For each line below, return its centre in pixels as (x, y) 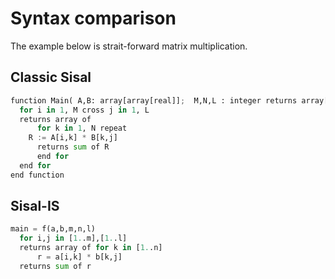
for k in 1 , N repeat (82, 128)
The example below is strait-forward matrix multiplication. (129, 46)
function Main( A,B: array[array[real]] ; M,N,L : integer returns (154, 100)
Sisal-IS (35, 206)
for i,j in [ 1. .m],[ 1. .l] (73, 238)
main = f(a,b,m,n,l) (53, 229)
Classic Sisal (51, 77)
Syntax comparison (93, 18)
